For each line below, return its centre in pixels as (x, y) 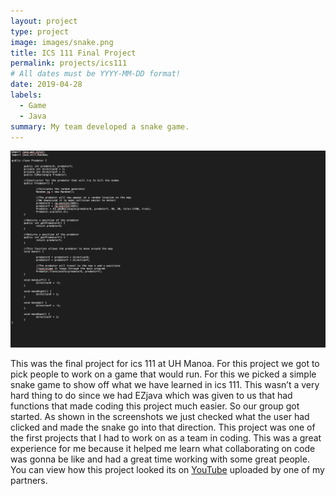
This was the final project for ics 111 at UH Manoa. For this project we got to (165, 364)
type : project (40, 31)
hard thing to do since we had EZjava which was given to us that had (151, 396)
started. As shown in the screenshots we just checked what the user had (160, 417)
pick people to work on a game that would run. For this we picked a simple (163, 374)
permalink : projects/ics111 (69, 63)
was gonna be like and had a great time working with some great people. (160, 459)
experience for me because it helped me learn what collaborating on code (163, 449)
